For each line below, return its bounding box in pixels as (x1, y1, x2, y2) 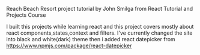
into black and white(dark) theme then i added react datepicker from (6, 36, 175, 42)
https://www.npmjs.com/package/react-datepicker (6, 42, 132, 49)
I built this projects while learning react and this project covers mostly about (6, 23, 194, 30)
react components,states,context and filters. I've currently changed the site (6, 29, 193, 36)
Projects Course (6, 11, 46, 19)
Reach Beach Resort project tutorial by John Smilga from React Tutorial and (6, 5, 193, 12)
